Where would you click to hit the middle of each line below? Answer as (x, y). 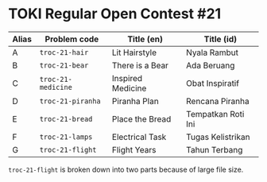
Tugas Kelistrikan (218, 137)
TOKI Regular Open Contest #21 (115, 14)
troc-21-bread (66, 119)
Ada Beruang (211, 65)
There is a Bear (140, 65)
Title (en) (145, 39)
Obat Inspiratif (213, 83)
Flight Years (134, 149)
